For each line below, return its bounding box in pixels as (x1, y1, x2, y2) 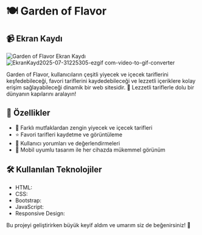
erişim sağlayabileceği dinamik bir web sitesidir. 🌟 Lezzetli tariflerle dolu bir (6, 84, 195, 91)
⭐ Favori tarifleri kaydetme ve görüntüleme (15, 131, 123, 138)
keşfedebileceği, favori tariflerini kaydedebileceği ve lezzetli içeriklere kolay (6, 77, 196, 85)
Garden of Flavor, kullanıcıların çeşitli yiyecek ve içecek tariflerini (6, 71, 169, 78)
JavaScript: (15, 203, 44, 210)
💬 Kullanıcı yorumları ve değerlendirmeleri (15, 139, 120, 147)
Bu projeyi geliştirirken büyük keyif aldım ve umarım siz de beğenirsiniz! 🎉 (6, 221, 191, 228)
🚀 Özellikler (6, 108, 50, 118)
